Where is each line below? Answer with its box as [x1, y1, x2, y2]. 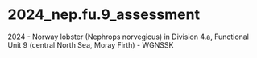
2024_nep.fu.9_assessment [7, 6, 201, 24]
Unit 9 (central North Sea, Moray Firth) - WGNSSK [7, 40, 174, 49]
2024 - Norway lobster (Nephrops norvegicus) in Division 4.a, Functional [7, 32, 249, 41]
